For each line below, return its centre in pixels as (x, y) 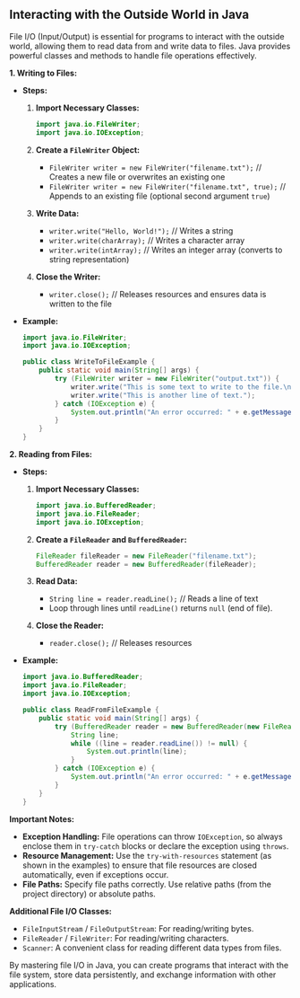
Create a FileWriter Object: (88, 150)
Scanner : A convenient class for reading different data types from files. (152, 948)
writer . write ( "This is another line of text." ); (163, 395)
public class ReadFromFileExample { (90, 710)
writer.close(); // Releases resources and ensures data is (158, 294)
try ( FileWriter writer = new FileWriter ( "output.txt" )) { (167, 379)
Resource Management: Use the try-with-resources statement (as (147, 855)
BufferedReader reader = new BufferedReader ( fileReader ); (146, 564)
